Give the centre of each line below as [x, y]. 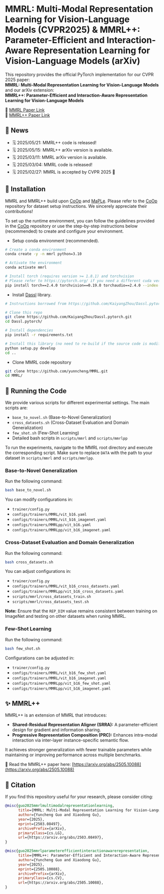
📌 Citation [20, 785]
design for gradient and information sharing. [56, 730]
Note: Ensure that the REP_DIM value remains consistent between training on [81, 611]
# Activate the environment [34, 263]
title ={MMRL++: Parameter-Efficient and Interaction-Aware [79, 856]
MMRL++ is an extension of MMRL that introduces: [56, 715]
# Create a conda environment [36, 250]
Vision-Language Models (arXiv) [73, 61]
